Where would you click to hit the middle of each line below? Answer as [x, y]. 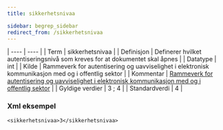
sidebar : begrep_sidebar [43, 26]
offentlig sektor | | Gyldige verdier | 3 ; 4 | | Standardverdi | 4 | [95, 88]
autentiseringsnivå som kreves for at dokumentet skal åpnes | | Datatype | [112, 59]
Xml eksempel [32, 106]
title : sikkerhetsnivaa [41, 13]
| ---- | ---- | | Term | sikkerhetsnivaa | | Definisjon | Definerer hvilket [104, 52]
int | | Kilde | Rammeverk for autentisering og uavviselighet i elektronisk [108, 67]
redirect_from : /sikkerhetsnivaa [55, 32]
